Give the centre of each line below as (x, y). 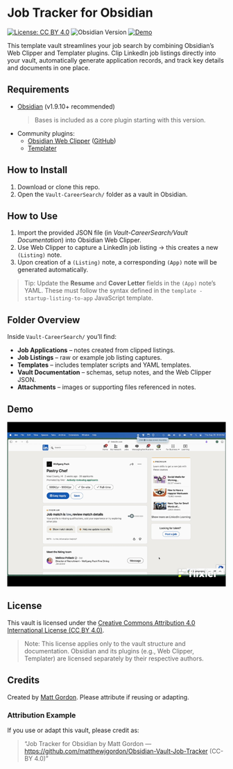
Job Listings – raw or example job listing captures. (89, 358)
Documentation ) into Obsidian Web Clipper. (79, 240)
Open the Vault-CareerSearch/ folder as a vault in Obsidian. (102, 194)
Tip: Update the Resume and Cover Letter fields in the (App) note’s (120, 283)
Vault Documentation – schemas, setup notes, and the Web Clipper (114, 372)
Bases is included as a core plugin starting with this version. (120, 120)
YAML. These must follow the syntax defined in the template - (113, 291)
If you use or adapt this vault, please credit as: (74, 730)
